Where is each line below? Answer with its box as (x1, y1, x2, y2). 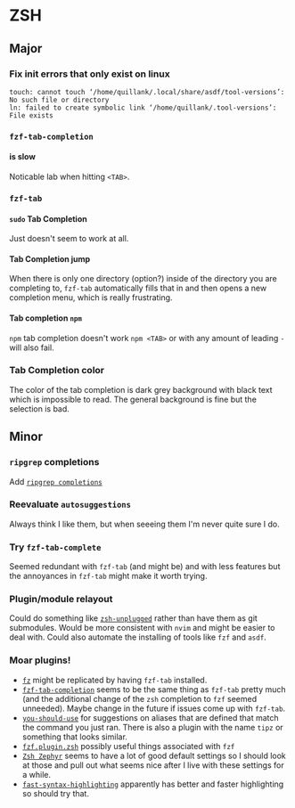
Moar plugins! (9, 654, 71, 666)
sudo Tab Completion (9, 213, 87, 224)
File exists (9, 110, 53, 120)
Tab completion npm (9, 313, 83, 323)
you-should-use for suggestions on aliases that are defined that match (21, 712, 279, 722)
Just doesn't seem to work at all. (9, 233, 129, 244)
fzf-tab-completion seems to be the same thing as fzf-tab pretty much (21, 683, 287, 695)
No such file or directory (9, 95, 110, 104)
